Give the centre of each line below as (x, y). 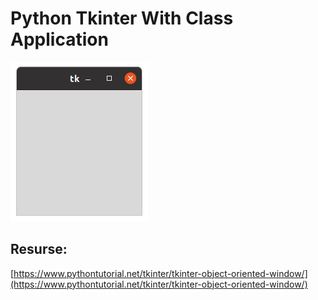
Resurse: (39, 249)
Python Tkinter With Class (122, 18)
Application (59, 39)
